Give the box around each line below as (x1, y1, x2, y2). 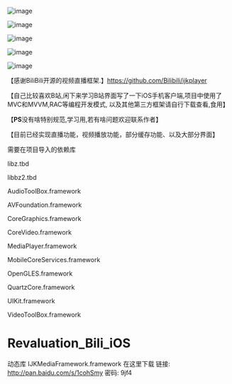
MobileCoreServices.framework (7, 256, 101, 264)
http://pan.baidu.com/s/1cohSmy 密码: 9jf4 (7, 368, 133, 377)
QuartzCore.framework (7, 283, 75, 291)
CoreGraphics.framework (7, 215, 82, 222)
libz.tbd (7, 159, 30, 168)
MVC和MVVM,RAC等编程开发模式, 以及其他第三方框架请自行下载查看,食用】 (7, 100, 229, 108)
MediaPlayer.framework (7, 242, 77, 250)
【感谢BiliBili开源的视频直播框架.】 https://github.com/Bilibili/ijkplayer (7, 77, 207, 84)
